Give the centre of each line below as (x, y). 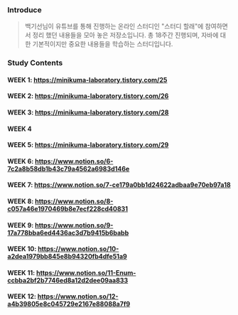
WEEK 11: (21, 272)
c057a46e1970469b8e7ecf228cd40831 (68, 208)
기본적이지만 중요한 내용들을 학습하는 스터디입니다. (103, 44)
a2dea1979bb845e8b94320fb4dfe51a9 (67, 257)
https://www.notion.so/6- (74, 161)
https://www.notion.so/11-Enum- (86, 272)
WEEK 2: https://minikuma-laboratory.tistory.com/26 (88, 96)
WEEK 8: (21, 201)
